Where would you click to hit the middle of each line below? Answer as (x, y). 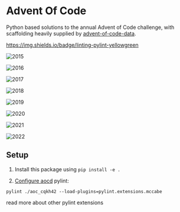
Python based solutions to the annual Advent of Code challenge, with (90, 27)
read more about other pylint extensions (55, 203)
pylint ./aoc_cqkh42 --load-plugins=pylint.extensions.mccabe (84, 191)
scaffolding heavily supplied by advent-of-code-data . (71, 33)
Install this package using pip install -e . (68, 169)
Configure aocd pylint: (42, 181)
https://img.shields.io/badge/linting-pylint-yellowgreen (72, 45)
